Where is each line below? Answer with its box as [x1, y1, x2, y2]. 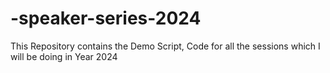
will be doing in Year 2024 [10, 50, 118, 62]
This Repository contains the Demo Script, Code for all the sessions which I [10, 40, 321, 52]
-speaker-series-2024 [10, 7, 202, 30]
